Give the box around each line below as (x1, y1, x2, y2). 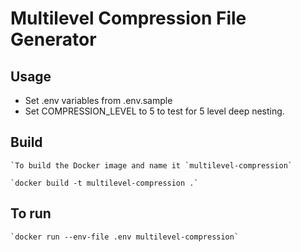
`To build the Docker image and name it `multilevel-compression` (10, 160, 293, 171)
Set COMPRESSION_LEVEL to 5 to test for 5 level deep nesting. (24, 105, 285, 117)
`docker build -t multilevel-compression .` (10, 178, 199, 188)
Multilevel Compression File (10, 7, 247, 30)
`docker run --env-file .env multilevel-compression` (10, 232, 240, 242)
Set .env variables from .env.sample (24, 95, 173, 106)
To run (10, 205, 52, 222)
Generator (10, 28, 97, 51)
